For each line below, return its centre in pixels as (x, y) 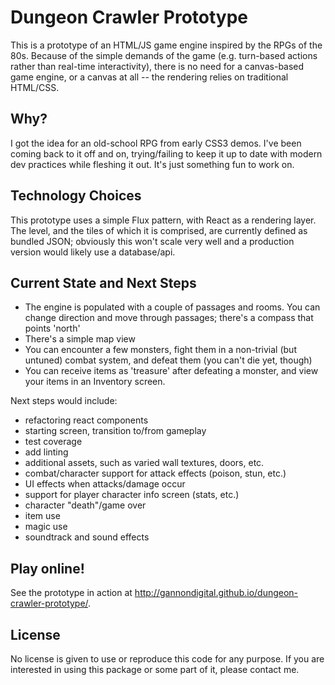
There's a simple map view (80, 339)
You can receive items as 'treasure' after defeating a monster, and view (171, 371)
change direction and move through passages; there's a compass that (169, 318)
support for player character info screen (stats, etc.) (132, 495)
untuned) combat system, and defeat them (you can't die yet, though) (168, 360)
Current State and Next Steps (103, 282)
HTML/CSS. (35, 87)
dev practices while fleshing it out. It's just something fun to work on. (152, 164)
